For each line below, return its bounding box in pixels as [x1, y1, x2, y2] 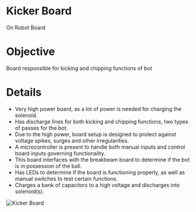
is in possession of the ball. [14, 162, 82, 170]
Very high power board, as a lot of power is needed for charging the [14, 105, 182, 112]
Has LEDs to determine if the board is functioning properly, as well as [14, 168, 185, 176]
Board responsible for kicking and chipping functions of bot [6, 64, 153, 72]
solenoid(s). [14, 188, 45, 195]
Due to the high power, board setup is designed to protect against [14, 130, 176, 138]
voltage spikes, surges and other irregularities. [14, 137, 129, 144]
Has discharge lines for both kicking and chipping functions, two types [14, 118, 189, 125]
